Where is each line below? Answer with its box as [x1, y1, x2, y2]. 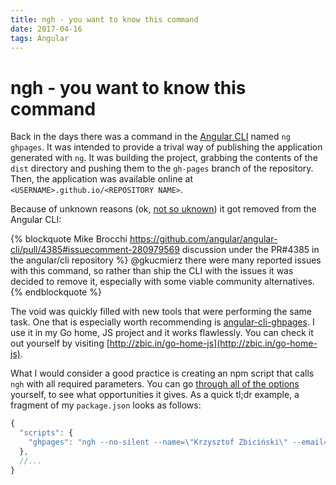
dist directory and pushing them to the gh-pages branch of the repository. [10, 162, 314, 175]
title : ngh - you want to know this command [10, 14, 199, 25]
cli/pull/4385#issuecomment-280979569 [10, 244, 180, 256]
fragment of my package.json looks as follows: [10, 399, 202, 411]
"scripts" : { [19, 428, 74, 438]
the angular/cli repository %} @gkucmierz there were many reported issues [10, 254, 322, 266]
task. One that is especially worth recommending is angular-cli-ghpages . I [10, 316, 315, 328]
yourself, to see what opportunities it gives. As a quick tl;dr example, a [10, 389, 300, 401]
